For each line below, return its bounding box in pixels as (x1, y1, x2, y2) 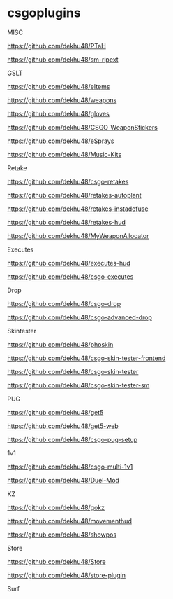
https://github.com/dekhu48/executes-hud (7, 259, 130, 267)
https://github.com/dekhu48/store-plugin (7, 571, 126, 579)
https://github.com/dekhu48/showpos (7, 530, 117, 539)
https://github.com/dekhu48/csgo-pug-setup (7, 435, 138, 443)
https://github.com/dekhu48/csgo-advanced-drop (7, 313, 152, 322)
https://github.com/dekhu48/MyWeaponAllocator (7, 231, 149, 240)
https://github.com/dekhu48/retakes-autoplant (7, 191, 142, 199)
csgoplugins (7, 5, 82, 21)
